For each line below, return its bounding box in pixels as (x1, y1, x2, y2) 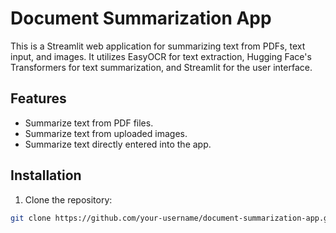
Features (10, 90, 67, 107)
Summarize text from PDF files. (24, 117, 154, 129)
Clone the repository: (24, 193, 113, 206)
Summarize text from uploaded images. (24, 127, 188, 139)
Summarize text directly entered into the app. (24, 138, 212, 150)
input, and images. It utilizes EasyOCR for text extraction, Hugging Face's (10, 50, 312, 62)
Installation (10, 167, 82, 184)
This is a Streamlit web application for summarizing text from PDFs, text (10, 40, 306, 52)
